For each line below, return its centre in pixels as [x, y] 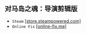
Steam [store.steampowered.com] [47, 21]
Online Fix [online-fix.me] [39, 26]
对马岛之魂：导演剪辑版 [41, 9]
